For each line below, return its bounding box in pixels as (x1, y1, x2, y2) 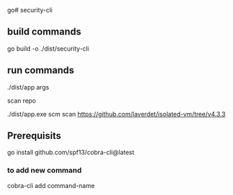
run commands (7, 65, 74, 76)
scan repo (7, 96, 36, 105)
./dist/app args (7, 83, 49, 91)
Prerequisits (7, 130, 61, 142)
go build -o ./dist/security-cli (7, 44, 89, 53)
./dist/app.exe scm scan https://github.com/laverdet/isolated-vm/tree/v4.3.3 (7, 110, 226, 118)
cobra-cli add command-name (7, 181, 95, 189)
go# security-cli (7, 6, 53, 14)
